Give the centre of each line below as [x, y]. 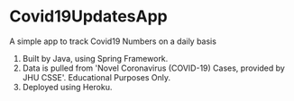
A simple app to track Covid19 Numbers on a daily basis [113, 41]
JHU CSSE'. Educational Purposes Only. [96, 77]
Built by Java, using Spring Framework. [95, 58]
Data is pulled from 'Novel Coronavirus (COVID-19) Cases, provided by [154, 68]
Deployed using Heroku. [67, 87]
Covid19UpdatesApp [89, 17]
